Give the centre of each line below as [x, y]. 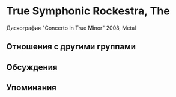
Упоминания [32, 88]
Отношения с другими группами [71, 47]
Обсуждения [32, 67]
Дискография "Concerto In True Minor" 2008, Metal [71, 28]
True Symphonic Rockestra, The [88, 11]
